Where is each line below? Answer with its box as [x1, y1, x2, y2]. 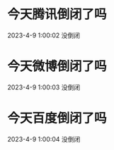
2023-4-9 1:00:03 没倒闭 [7, 82, 80, 92]
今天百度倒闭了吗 [7, 111, 108, 127]
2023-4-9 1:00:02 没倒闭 [7, 31, 80, 39]
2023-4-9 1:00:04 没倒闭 [7, 135, 81, 143]
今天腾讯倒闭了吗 [7, 6, 108, 23]
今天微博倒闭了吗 [7, 58, 108, 75]
